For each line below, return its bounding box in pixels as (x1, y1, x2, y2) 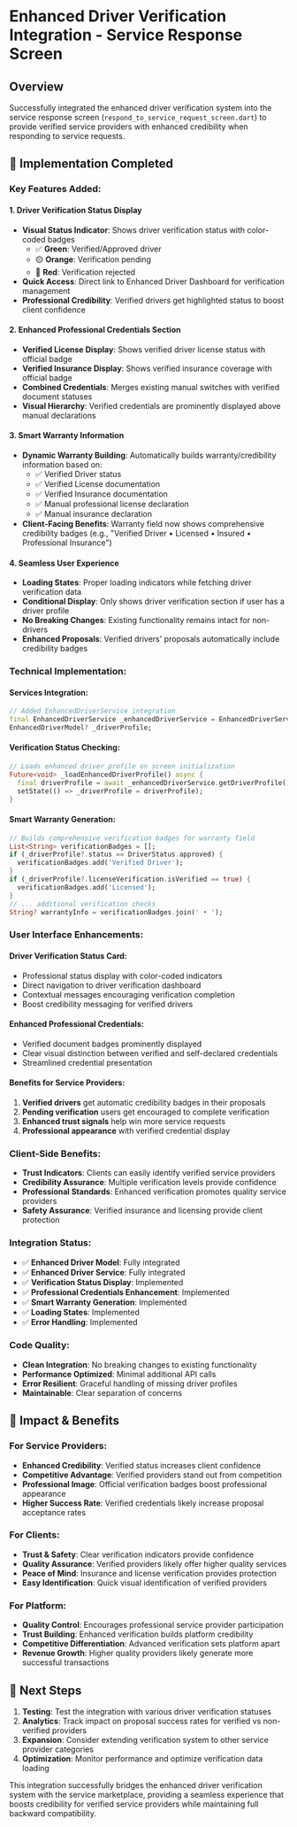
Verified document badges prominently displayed (21, 1038, 202, 1049)
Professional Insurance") (21, 537, 112, 548)
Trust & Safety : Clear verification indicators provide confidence (21, 1549, 255, 1560)
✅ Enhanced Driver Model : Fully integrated (21, 1257, 180, 1268)
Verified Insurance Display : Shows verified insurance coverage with (21, 363, 272, 374)
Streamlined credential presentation (21, 1057, 153, 1068)
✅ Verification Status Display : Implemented (21, 1276, 184, 1287)
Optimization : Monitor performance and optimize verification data (21, 1753, 263, 1763)
